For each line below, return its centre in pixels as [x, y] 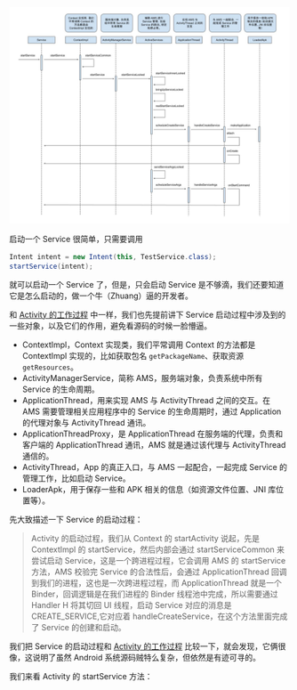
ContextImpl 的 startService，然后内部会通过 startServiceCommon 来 [158, 549]
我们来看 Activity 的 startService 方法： [81, 676]
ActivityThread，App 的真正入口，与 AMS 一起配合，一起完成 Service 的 [154, 467]
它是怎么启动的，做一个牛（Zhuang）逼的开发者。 [101, 296]
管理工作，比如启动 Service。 [76, 478]
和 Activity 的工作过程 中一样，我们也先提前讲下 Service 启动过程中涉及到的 [148, 314]
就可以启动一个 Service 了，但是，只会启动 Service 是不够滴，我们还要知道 [147, 284]
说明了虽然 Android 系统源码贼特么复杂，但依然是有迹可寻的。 [146, 657]
